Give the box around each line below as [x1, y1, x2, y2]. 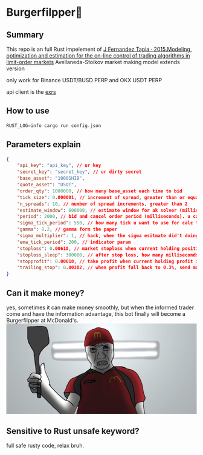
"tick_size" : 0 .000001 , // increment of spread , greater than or [17, 194, 185, 200]
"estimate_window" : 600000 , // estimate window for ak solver [17, 207, 177, 214]
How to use [6, 106, 50, 116]
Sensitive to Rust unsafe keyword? [6, 426, 140, 436]
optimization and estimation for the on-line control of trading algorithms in [6, 52, 190, 59]
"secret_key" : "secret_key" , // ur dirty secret [17, 169, 142, 175]
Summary [6, 30, 44, 40]
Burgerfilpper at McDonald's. [6, 316, 79, 324]
